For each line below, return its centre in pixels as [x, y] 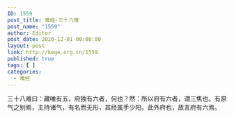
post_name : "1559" [34, 26]
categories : [24, 71]
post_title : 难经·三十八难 [43, 20]
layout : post [26, 46]
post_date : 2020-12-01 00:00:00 [54, 40]
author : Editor [29, 33]
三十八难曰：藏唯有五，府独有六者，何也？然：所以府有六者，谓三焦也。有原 [117, 99]
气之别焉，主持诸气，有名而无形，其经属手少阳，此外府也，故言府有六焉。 [114, 108]
